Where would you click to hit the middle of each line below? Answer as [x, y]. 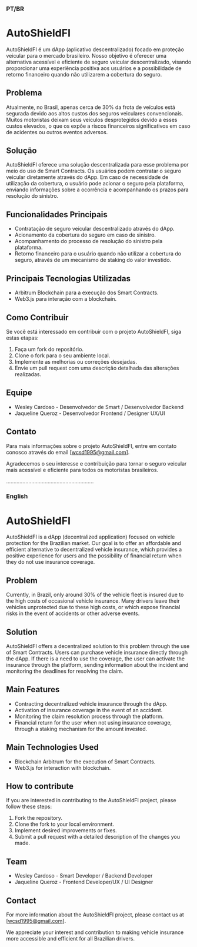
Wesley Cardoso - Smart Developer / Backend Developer [84, 876]
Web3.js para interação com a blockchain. [66, 299]
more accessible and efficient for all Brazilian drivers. [71, 939]
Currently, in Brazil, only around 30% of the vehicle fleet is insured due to [95, 595]
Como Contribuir [37, 318]
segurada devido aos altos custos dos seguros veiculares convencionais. [95, 113]
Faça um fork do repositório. [49, 349]
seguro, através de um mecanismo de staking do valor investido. [93, 260]
